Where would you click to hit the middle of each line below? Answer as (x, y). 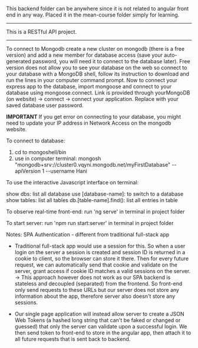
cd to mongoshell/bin (40, 152)
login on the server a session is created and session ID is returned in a (100, 252)
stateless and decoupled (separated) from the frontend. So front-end (98, 284)
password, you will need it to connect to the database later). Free (111, 61)
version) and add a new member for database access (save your (85, 55)
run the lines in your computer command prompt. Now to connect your (92, 80)
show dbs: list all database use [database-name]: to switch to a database (95, 194)
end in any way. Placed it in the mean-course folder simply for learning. (93, 15)
